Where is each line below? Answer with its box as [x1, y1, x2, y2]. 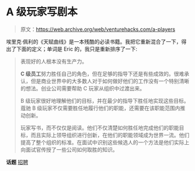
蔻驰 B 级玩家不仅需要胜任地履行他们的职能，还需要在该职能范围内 [20, 104, 180, 111]
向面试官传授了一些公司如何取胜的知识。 [20, 146, 118, 153]
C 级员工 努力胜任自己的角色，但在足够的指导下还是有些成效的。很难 [20, 70, 184, 77]
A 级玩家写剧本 [6, 5, 78, 19]
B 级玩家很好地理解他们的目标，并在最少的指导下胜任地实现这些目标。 [20, 97, 189, 104]
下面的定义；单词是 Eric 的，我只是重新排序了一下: [16, 45, 138, 53]
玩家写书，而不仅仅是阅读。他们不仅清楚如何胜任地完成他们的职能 [20, 124, 179, 131]
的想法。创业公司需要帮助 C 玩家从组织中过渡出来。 [20, 85, 145, 92]
